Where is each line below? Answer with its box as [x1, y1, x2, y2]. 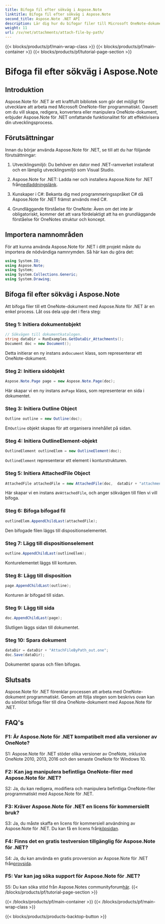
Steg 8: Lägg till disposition [5, 572, 72, 579]
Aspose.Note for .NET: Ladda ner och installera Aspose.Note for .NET [12, 176, 153, 182]
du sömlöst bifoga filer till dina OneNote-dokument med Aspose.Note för [5, 699, 152, 705]
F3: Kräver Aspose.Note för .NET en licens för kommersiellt [5, 803, 150, 810]
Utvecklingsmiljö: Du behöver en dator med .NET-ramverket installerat [12, 161, 154, 167]
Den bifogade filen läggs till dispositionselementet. [5, 527, 108, 533]
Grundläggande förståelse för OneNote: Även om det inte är [12, 206, 134, 212]
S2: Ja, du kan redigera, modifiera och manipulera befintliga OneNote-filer [5, 785, 156, 791]
